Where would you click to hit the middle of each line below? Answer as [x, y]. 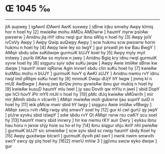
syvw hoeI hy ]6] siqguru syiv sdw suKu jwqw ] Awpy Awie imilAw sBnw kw [81, 63]
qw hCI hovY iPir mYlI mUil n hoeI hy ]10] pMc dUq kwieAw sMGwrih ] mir [79, 94]
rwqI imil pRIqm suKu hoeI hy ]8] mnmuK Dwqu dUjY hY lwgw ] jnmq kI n [79, 78]
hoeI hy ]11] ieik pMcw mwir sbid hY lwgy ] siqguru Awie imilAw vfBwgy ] [78, 104]
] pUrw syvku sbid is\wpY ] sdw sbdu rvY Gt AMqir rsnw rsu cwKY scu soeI [81, 115]
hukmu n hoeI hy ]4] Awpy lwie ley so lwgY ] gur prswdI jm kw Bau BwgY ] [80, 47]
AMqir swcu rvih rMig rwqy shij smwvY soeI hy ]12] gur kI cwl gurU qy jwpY [82, 110]
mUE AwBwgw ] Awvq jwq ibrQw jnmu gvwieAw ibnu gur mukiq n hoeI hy [79, 84]
